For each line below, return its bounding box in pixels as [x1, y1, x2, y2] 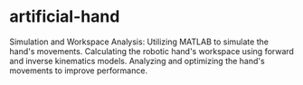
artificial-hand [9, 6, 120, 27]
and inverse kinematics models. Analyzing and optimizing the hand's [9, 55, 265, 66]
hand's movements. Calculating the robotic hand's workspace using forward [9, 45, 294, 56]
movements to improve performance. [9, 65, 147, 76]
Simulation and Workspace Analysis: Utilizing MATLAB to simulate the [9, 36, 270, 47]
